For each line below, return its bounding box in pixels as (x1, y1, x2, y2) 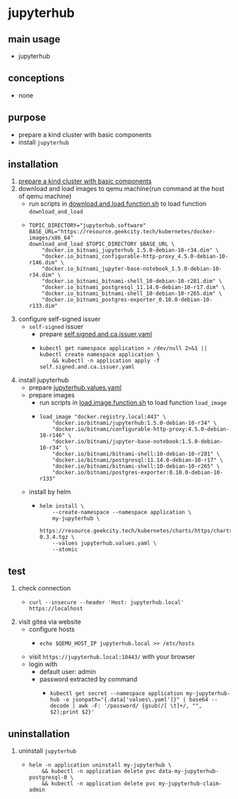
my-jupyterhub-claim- (158, 780, 222, 788)
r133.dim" (28, 303, 59, 310)
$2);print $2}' (49, 708, 95, 716)
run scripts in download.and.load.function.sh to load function (28, 199, 207, 208)
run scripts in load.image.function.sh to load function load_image (39, 398, 227, 407)
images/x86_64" (28, 235, 73, 242)
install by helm (28, 488, 71, 496)
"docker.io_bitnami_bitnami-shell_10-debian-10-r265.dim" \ (42, 290, 222, 298)
